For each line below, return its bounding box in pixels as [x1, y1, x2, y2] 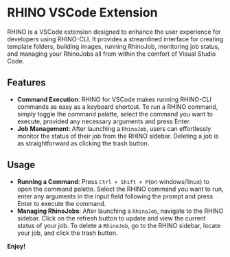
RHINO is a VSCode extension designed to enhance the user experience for [7, 28, 221, 36]
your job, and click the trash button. [16, 229, 118, 237]
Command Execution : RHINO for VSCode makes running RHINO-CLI [16, 95, 211, 103]
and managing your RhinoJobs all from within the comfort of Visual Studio [7, 50, 216, 58]
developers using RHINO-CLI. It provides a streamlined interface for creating [7, 34, 224, 43]
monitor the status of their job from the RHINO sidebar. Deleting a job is [16, 132, 219, 140]
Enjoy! [7, 242, 26, 250]
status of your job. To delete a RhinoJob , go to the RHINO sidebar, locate [16, 221, 221, 229]
